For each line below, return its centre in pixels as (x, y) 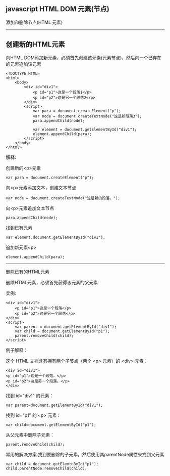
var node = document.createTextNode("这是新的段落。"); (63, 198)
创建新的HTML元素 (35, 45)
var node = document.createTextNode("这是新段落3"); (87, 116)
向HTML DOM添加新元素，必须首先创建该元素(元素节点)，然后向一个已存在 (84, 58)
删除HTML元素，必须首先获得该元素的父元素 (52, 282)
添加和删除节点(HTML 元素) (34, 22)
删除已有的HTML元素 (28, 272)
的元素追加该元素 (23, 64)
